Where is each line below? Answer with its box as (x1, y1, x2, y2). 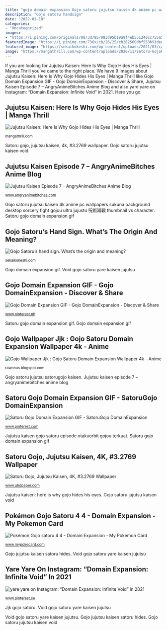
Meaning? (5, 235, 37, 243)
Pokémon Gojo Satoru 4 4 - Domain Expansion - (5, 511, 156, 520)
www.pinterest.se (5, 596, 35, 601)
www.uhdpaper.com (5, 483, 40, 488)
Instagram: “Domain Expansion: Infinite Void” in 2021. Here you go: (5, 89, 142, 95)
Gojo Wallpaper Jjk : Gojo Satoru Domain (5, 335, 133, 343)
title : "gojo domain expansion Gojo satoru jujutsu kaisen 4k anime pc (5, 7, 157, 12)
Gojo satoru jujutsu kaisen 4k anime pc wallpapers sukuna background (5, 202, 151, 208)
